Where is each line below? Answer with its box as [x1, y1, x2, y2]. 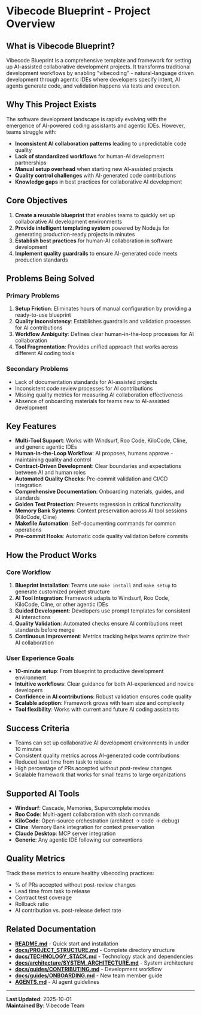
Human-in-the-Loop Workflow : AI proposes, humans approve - [14, 450, 173, 457]
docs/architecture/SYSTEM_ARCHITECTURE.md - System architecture [14, 959, 194, 966]
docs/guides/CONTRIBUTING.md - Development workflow [14, 965, 162, 972]
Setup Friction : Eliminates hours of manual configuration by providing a [14, 305, 191, 313]
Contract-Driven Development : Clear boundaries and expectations [14, 463, 181, 470]
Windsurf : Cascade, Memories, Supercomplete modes [14, 804, 151, 812]
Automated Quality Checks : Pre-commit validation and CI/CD [14, 475, 168, 482]
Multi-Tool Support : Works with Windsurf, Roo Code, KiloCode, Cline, [14, 437, 187, 445]
